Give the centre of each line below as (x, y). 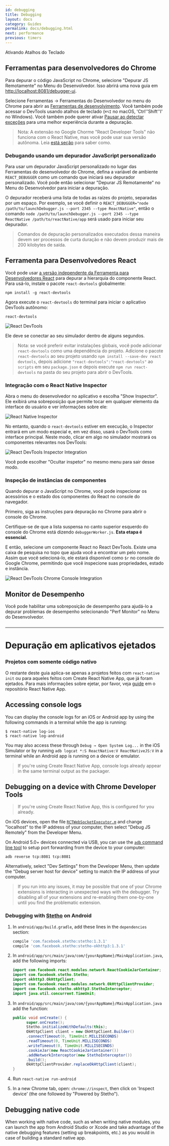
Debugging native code (43, 1110)
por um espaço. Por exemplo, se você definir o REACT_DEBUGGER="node (77, 203)
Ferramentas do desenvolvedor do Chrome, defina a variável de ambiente (82, 172)
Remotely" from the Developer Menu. (44, 832)
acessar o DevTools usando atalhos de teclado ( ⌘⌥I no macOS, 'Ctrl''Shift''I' (84, 111)
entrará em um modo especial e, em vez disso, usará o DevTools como (79, 432)
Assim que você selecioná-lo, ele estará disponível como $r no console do (82, 558)
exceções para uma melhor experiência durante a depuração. (69, 122)
